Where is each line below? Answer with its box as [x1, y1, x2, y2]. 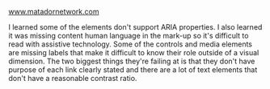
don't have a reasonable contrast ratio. [8, 74, 137, 83]
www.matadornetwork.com [8, 7, 99, 16]
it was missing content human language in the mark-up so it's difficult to [8, 31, 249, 40]
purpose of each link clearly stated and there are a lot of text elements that [8, 65, 258, 75]
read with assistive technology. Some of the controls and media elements [8, 39, 253, 49]
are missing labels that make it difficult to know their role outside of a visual [8, 48, 259, 57]
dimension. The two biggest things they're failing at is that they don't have [8, 56, 255, 66]
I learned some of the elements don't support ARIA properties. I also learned [8, 22, 263, 31]
